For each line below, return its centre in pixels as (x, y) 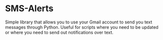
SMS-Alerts (29, 9)
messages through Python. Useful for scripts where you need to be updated (82, 27)
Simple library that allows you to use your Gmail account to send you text (79, 22)
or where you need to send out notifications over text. (59, 32)
